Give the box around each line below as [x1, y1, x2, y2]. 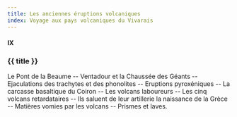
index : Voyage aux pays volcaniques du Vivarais [7, 17, 154, 24]
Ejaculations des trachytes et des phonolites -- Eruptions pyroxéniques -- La [7, 80, 231, 88]
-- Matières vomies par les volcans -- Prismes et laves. [7, 102, 168, 111]
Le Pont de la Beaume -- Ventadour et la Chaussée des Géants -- [7, 72, 198, 81]
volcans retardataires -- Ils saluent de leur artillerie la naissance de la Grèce [7, 94, 229, 103]
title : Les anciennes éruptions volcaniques [7, 10, 141, 18]
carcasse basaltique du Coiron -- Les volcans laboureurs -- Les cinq [7, 87, 207, 96]
